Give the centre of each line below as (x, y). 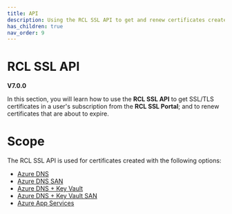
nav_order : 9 (26, 33)
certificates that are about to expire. (58, 114)
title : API (23, 13)
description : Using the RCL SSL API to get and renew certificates (106, 20)
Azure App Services (46, 203)
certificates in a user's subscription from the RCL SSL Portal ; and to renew (113, 107)
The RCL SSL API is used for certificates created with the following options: (114, 161)
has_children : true (35, 26)
